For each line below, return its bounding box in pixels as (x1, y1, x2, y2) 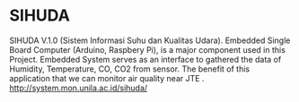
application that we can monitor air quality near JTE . (9, 72, 205, 83)
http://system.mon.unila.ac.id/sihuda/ (9, 82, 148, 93)
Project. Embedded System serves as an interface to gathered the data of (9, 54, 282, 64)
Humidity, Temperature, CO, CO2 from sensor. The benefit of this (9, 64, 250, 74)
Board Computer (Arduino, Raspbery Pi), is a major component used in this (9, 44, 286, 55)
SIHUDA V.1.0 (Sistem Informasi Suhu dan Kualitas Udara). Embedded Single (9, 35, 291, 46)
